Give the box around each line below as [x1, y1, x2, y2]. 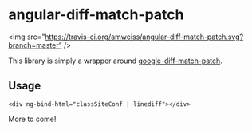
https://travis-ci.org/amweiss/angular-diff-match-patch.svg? [45, 32, 244, 41]
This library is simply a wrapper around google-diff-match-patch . [8, 56, 223, 65]
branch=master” [8, 40, 62, 49]
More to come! [8, 114, 57, 124]
